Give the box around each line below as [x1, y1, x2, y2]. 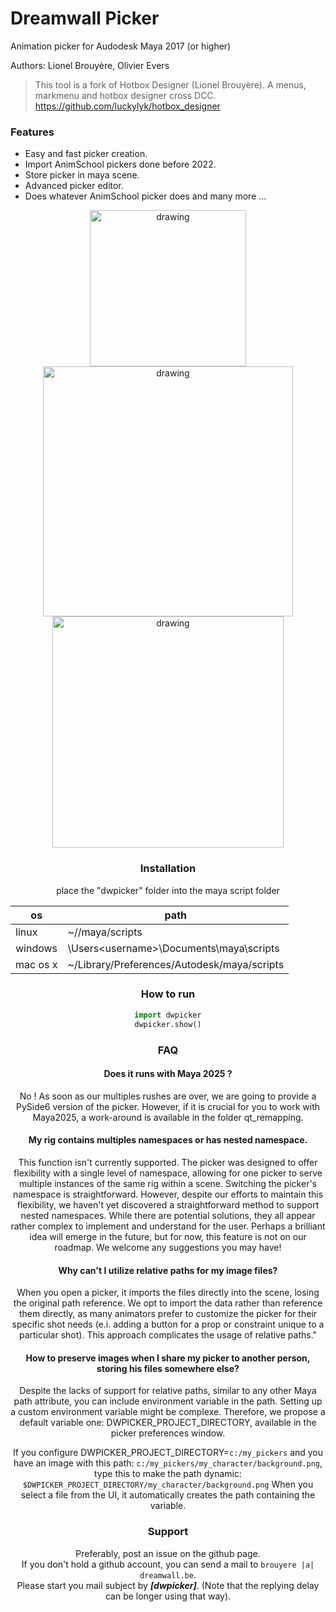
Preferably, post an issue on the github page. [75, 1547, 261, 1559]
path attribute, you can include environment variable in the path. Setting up [13, 1395, 323, 1407]
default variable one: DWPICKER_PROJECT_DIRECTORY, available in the [19, 1417, 317, 1429]
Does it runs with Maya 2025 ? [103, 1068, 233, 1080]
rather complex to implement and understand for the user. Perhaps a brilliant [10, 1220, 326, 1232]
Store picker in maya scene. [24, 169, 140, 181]
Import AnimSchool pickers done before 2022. [24, 158, 217, 171]
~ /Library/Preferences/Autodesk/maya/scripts [67, 957, 285, 971]
